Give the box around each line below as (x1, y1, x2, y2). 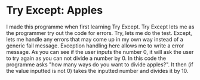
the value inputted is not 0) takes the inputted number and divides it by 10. (6, 67, 189, 74)
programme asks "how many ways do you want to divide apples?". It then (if (6, 60, 193, 68)
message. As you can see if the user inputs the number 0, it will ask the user (6, 48, 194, 55)
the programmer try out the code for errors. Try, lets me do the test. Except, (6, 29, 192, 36)
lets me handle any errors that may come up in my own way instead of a (6, 36, 183, 43)
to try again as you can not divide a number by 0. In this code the (6, 55, 166, 62)
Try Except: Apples (6, 4, 103, 17)
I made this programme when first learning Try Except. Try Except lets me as (6, 23, 195, 30)
